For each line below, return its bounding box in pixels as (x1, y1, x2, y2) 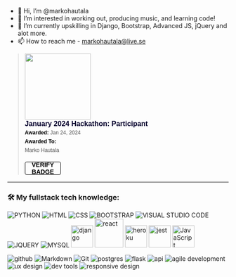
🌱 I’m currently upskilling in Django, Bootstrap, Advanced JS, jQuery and (17, 22, 228, 30)
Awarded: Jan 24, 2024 (24, 129, 81, 136)
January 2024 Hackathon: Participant (24, 120, 148, 128)
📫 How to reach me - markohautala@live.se (17, 37, 146, 45)
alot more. (17, 29, 47, 37)
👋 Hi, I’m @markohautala (17, 7, 89, 15)
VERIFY (31, 161, 55, 169)
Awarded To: (24, 138, 57, 146)
